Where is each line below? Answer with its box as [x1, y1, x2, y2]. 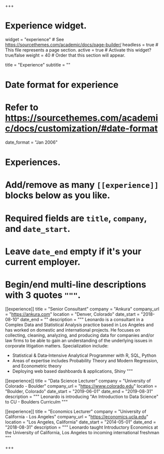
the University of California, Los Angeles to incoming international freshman [5, 429, 160, 435]
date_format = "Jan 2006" [5, 139, 58, 145]
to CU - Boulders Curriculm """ [5, 398, 68, 404]
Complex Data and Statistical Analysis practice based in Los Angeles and [5, 322, 154, 328]
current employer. [5, 256, 81, 268]
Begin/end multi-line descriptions [5, 279, 147, 290]
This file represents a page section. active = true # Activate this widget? [5, 47, 152, 53]
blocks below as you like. [5, 190, 110, 201]
